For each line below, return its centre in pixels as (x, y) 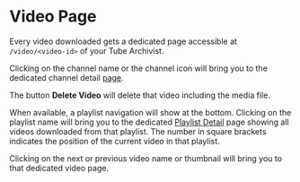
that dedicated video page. (59, 168)
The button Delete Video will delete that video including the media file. (140, 95)
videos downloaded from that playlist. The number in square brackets (138, 131)
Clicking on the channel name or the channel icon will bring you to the (138, 68)
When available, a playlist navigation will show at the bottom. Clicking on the (150, 112)
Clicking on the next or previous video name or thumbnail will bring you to (146, 158)
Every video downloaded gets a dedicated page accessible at (124, 41)
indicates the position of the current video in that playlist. (115, 141)
